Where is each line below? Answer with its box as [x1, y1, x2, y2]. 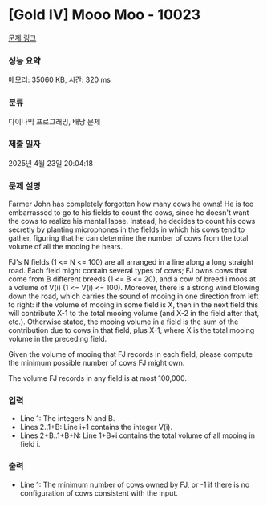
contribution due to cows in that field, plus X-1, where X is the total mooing [8, 326, 255, 335]
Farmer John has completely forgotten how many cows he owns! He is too [8, 199, 254, 209]
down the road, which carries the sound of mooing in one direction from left [8, 291, 259, 302]
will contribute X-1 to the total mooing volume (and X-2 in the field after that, [8, 309, 259, 318]
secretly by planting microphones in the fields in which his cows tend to [8, 225, 245, 234]
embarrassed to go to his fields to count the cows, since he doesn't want [8, 208, 249, 217]
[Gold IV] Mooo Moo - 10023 [8, 6, 201, 24]
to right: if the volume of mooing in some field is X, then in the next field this [8, 300, 259, 310]
